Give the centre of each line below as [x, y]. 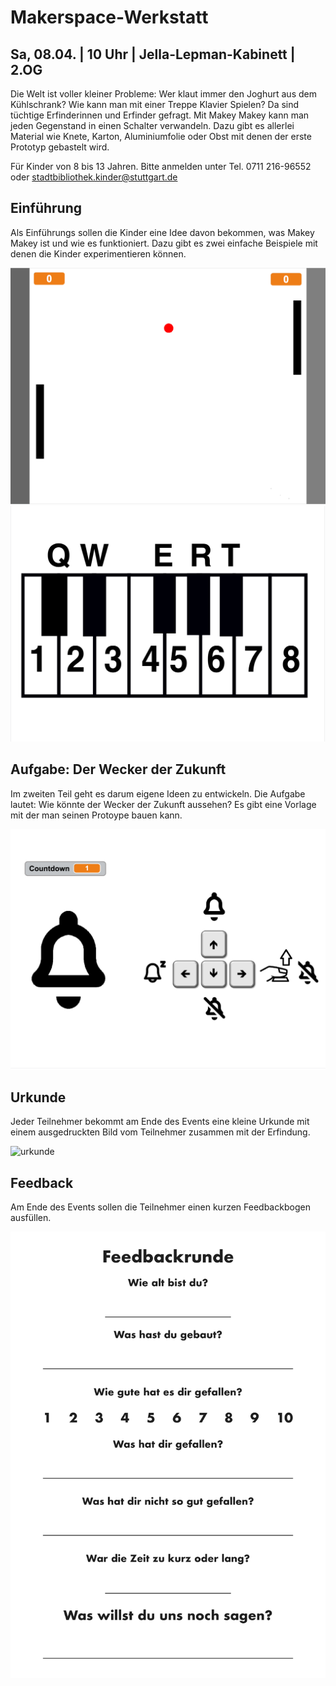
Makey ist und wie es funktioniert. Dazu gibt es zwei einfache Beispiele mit [164, 243]
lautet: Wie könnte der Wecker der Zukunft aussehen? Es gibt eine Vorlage [163, 804]
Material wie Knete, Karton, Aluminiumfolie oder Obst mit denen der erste [161, 136]
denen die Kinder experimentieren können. [98, 253]
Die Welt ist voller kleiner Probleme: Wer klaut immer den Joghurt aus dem [163, 94]
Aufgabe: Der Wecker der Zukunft [118, 769]
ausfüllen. [31, 1218]
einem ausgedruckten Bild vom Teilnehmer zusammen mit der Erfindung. [160, 1132]
